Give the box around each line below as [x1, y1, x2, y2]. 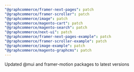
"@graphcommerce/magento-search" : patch [4, 25, 88, 30]
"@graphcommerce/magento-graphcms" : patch [4, 48, 92, 53]
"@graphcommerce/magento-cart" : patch [4, 20, 83, 26]
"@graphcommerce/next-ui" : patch [4, 30, 72, 35]
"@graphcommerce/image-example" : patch [4, 43, 85, 48]
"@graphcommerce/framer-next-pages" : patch [4, 7, 94, 12]
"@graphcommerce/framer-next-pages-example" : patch [4, 35, 111, 39]
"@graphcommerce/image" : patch [4, 16, 68, 21]
